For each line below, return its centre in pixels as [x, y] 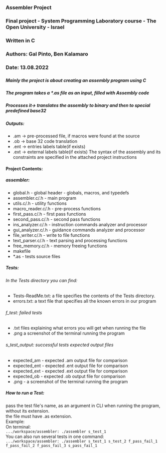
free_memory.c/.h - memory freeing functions [60, 246]
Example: [15, 422]
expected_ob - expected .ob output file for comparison [69, 376]
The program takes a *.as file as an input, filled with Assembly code [77, 93]
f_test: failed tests [24, 312]
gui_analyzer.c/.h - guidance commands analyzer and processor [79, 230]
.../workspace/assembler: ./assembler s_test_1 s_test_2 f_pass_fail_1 [82, 441]
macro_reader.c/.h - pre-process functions [57, 208]
